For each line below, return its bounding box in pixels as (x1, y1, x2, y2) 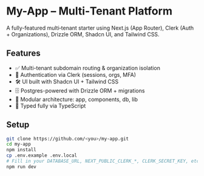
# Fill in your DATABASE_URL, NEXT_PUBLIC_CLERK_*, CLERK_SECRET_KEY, (6, 158, 189, 165)
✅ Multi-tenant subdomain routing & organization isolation (15, 64, 161, 71)
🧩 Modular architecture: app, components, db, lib (15, 96, 138, 103)
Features (6, 48, 41, 59)
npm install (6, 147, 36, 153)
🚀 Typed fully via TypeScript (15, 102, 86, 109)
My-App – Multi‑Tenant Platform (6, 4, 173, 18)
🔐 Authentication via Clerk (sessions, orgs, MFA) (15, 71, 137, 78)
